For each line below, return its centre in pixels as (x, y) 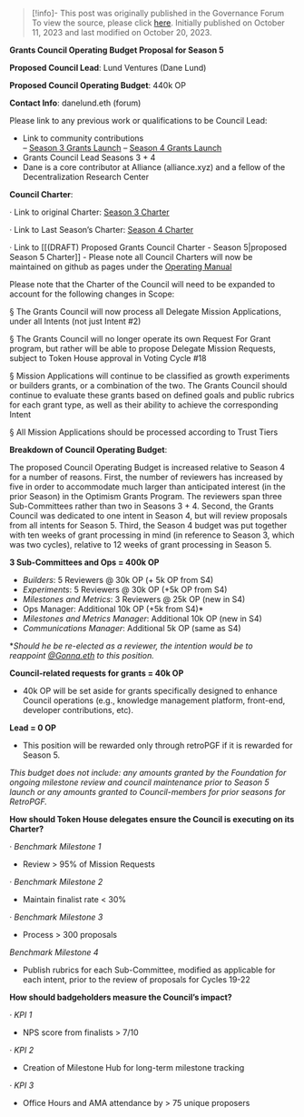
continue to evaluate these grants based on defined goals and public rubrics (152, 395)
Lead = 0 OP (33, 728)
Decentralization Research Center (86, 177)
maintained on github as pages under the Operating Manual (121, 267)
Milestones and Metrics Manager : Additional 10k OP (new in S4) (142, 619)
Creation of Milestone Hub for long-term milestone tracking (133, 1067)
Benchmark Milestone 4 (54, 952)
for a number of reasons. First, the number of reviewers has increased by (146, 477)
